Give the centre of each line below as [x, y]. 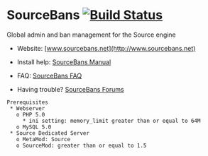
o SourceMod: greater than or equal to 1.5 [81, 145]
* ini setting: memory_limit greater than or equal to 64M [111, 121]
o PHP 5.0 [31, 114]
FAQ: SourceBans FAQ [49, 76]
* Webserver [27, 108]
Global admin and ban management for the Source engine [92, 35]
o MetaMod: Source [43, 139]
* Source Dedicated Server [50, 133]
